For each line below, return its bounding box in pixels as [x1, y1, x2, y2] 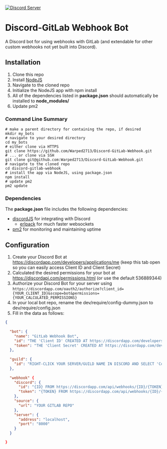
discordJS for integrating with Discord [12, 216, 90, 222]
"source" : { [14, 398, 39, 404]
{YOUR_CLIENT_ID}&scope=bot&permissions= [12, 291, 99, 296]
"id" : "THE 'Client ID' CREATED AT [14, 338, 88, 343]
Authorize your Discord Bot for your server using [12, 280, 112, 286]
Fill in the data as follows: [12, 310, 65, 316]
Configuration [5, 241, 50, 249]
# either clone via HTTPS [5, 144, 59, 149]
